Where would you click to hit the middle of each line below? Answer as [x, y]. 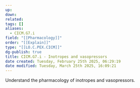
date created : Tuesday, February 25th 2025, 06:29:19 [63, 61]
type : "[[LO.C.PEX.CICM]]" [34, 47]
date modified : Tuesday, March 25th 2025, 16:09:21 [61, 66]
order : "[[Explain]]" [28, 43]
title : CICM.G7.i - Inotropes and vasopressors [56, 57]
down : [11, 15]
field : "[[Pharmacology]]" [34, 38]
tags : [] [14, 24]
